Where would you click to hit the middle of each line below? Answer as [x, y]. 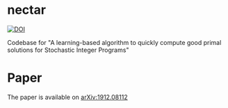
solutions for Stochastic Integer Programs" [68, 50]
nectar [27, 10]
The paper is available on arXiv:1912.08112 [67, 97]
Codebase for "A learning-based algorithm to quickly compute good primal [114, 42]
